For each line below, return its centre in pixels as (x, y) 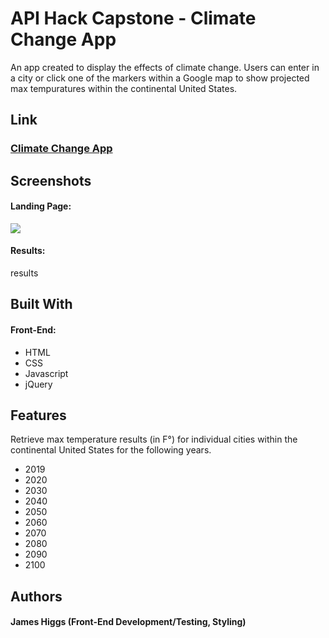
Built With (41, 304)
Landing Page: (41, 206)
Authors (36, 596)
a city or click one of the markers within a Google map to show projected (160, 78)
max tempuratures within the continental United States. (124, 88)
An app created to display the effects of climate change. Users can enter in (165, 67)
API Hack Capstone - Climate (133, 18)
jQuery (38, 384)
